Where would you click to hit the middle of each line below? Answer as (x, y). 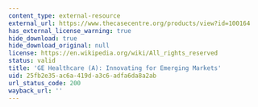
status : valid (32, 61)
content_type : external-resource (64, 16)
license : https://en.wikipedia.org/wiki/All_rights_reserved (113, 53)
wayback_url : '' (35, 91)
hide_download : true (43, 38)
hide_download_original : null (59, 46)
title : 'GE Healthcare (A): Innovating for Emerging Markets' (115, 68)
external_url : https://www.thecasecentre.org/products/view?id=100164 (129, 23)
